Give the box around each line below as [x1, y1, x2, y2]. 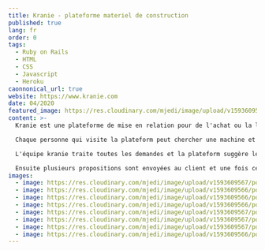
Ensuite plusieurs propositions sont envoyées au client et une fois [15, 164, 248, 172]
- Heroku [15, 77, 44, 85]
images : [8, 171, 34, 180]
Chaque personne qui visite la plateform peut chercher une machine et [15, 136, 256, 144]
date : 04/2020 [8, 99, 55, 107]
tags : [8, 41, 26, 49]
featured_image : [8, 107, 62, 115]
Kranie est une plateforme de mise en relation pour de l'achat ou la [15, 121, 252, 129]
